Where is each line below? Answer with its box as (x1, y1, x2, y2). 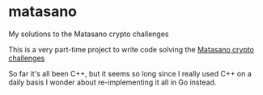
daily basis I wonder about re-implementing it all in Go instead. (8, 77, 217, 87)
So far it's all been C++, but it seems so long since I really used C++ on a (8, 68, 252, 78)
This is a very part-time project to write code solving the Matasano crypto (8, 44, 255, 54)
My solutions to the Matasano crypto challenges (8, 29, 169, 39)
